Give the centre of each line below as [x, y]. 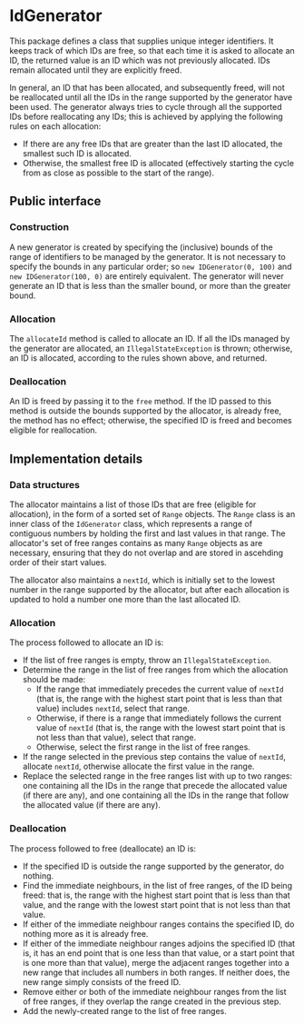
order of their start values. [58, 562]
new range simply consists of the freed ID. [102, 981]
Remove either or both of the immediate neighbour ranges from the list [155, 991]
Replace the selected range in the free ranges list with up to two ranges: [157, 776]
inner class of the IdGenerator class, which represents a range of [131, 523]
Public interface [55, 201]
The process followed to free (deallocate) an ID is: [103, 848]
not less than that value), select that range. [116, 738]
